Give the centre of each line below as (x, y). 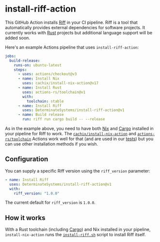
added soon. (18, 38)
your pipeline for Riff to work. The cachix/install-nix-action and (71, 134)
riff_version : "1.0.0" (37, 193)
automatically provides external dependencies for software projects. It (75, 27)
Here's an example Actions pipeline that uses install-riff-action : (72, 47)
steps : (20, 70)
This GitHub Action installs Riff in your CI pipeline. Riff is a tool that (72, 22)
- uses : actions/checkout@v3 (47, 74)
